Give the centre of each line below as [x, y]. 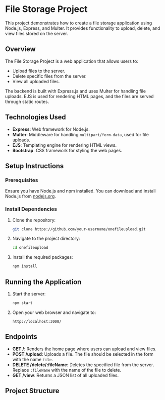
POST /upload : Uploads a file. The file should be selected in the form [83, 354]
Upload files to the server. [39, 71]
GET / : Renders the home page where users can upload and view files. [84, 349]
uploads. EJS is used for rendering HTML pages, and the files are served [80, 96]
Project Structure [32, 391]
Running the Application [43, 282]
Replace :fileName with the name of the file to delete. [67, 370]
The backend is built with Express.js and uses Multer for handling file [76, 91]
